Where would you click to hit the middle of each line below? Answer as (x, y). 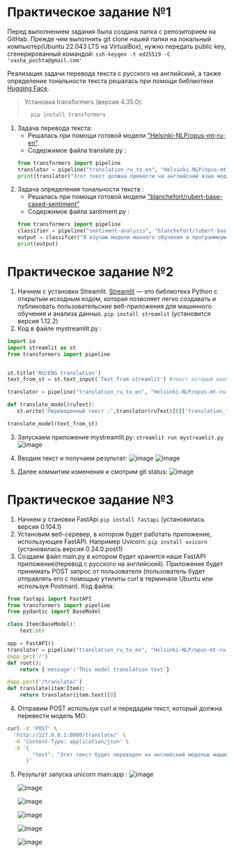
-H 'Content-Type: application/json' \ (71, 741)
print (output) (38, 244)
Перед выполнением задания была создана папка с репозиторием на (111, 31)
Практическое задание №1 (89, 12)
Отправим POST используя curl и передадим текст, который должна (120, 708)
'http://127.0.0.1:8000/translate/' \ (70, 735)
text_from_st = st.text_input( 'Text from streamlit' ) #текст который (110, 379)
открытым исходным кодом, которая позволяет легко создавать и (117, 298)
